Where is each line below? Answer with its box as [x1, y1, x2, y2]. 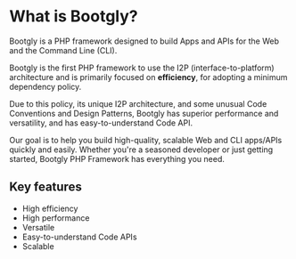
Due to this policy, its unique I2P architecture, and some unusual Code [9, 98, 267, 109]
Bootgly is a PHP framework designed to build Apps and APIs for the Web [9, 36, 279, 46]
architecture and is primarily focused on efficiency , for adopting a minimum [9, 71, 288, 82]
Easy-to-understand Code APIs [21, 231, 137, 242]
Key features [9, 180, 82, 195]
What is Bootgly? [9, 6, 138, 27]
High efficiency [21, 203, 78, 214]
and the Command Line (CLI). [9, 45, 118, 55]
